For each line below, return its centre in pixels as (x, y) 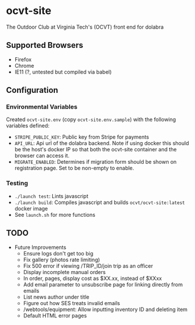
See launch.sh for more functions (55, 215)
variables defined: (28, 126)
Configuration (32, 90)
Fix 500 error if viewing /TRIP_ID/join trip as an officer (88, 266)
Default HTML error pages (55, 315)
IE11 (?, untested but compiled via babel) (63, 72)
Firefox (23, 59)
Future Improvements (40, 247)
